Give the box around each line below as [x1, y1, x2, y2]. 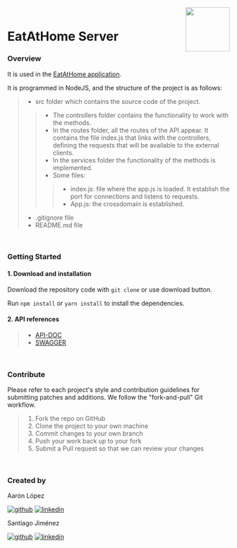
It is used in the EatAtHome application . [7, 70, 122, 78]
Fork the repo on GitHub [35, 415, 106, 423]
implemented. [52, 163, 93, 172]
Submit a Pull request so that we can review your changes [35, 444, 205, 453]
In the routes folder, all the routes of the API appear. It [52, 126, 209, 134]
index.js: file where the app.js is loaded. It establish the [70, 184, 230, 193]
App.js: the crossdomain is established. [70, 199, 185, 208]
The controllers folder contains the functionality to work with [52, 111, 229, 119]
